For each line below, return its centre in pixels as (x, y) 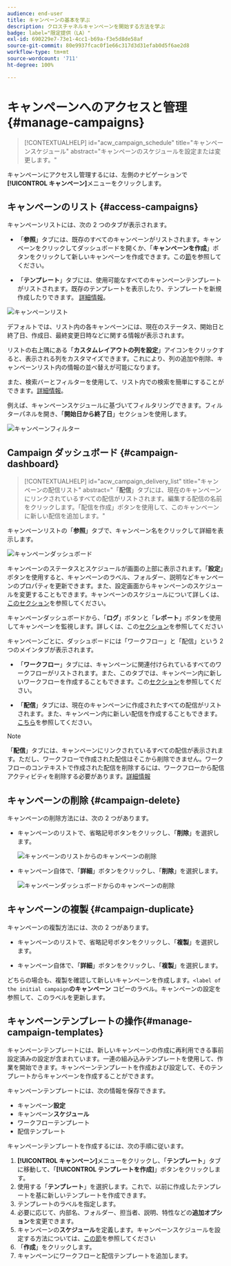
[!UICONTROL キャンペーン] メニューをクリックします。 (86, 183)
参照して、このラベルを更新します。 (58, 997)
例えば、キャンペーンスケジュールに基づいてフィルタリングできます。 (106, 406)
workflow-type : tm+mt (38, 53)
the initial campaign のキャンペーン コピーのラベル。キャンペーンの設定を (114, 988)
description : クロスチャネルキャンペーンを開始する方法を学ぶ (86, 26)
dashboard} (33, 464)
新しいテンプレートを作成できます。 (98, 1195)
